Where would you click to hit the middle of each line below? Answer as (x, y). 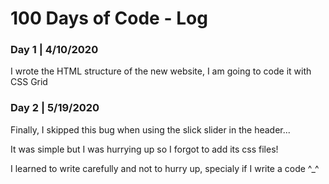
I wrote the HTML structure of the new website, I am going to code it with (161, 71)
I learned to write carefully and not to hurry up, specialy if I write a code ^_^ (165, 168)
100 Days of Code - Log (109, 18)
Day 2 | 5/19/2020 (55, 108)
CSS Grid (29, 82)
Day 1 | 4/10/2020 (54, 50)
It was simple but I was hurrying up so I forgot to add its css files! (144, 149)
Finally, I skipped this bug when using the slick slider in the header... (150, 129)
